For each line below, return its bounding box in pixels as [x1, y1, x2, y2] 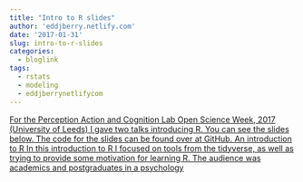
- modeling [17, 81, 59, 90]
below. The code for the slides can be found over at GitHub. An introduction [9, 133, 292, 144]
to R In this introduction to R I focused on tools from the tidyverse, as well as [9, 142, 295, 154]
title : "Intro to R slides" [9, 13, 116, 23]
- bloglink [17, 55, 59, 64]
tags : [9, 64, 30, 73]
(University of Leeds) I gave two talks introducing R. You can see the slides [9, 123, 290, 134]
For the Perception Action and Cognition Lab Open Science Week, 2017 [9, 114, 276, 125]
